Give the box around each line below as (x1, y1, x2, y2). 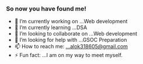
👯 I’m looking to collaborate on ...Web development (14, 30, 138, 37)
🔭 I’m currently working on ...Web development (14, 18, 128, 25)
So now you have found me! (6, 5, 86, 13)
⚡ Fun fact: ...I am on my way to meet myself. (14, 52, 123, 59)
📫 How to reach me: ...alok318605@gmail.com (14, 43, 128, 50)
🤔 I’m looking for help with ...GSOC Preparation (14, 37, 127, 44)
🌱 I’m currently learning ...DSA (14, 24, 88, 31)
